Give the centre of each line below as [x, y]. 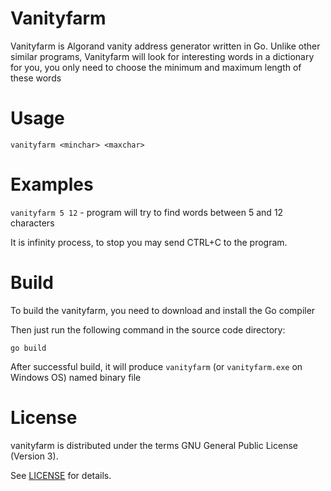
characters [32, 223]
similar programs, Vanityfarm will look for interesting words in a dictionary [162, 56]
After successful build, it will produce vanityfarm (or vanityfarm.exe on [156, 366]
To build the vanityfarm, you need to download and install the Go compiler [163, 310]
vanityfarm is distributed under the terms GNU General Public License [154, 445]
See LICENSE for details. [61, 475]
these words [36, 78]
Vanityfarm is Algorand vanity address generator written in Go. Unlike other [165, 46]
